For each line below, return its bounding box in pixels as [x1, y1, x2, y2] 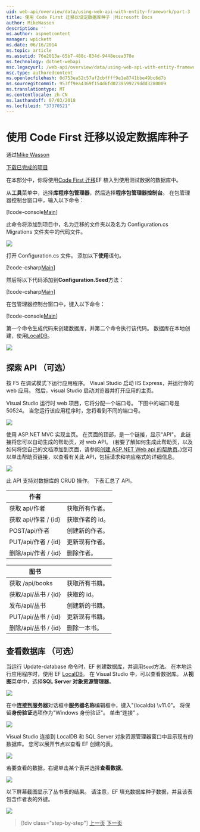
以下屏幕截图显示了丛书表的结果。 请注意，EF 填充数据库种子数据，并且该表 [6, 788, 193, 796]
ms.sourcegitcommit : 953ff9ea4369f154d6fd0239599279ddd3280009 [6, 81, 167, 87]
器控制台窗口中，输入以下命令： [6, 197, 85, 204]
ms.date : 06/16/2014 [6, 42, 58, 48]
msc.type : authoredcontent [6, 70, 73, 76]
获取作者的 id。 [66, 516, 110, 524]
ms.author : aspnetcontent [6, 31, 70, 37]
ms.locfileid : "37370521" [6, 103, 70, 109]
